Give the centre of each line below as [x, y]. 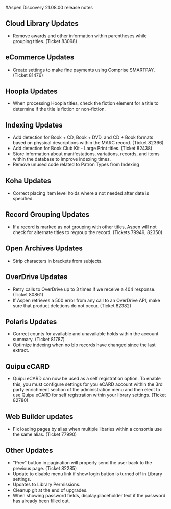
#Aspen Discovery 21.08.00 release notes [49, 7]
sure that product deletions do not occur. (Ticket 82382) [72, 305]
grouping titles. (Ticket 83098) [45, 41]
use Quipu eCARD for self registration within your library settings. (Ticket [89, 395]
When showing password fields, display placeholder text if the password [89, 495]
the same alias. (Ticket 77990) [45, 434]
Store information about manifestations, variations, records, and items [86, 154]
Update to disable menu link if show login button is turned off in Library [87, 474]
